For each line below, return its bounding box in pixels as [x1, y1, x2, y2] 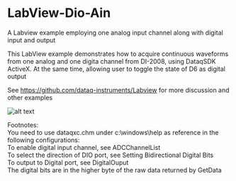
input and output [7, 35, 56, 44]
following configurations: [7, 136, 80, 144]
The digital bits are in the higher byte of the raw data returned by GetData [7, 165, 222, 174]
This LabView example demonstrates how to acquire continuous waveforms [7, 49, 229, 58]
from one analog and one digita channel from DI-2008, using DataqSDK [7, 57, 216, 65]
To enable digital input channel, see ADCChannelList [7, 143, 161, 151]
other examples [7, 93, 53, 102]
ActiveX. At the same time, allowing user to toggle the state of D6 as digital [7, 64, 225, 73]
